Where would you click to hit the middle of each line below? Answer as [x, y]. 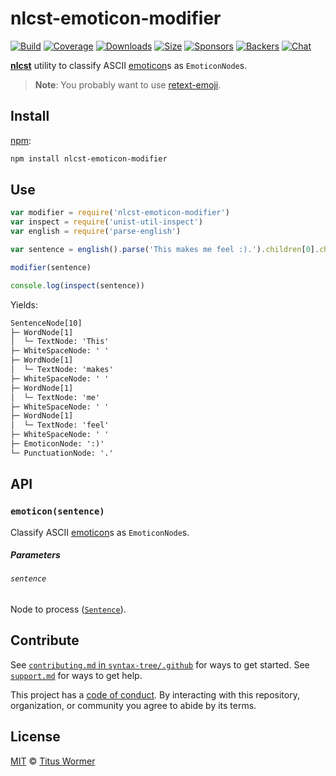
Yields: [24, 304]
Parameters [35, 555]
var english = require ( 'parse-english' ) [96, 232]
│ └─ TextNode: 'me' [55, 397]
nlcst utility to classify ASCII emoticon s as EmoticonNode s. [129, 65]
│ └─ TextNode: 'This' [60, 342]
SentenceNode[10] [46, 323]
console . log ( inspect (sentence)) [77, 285]
